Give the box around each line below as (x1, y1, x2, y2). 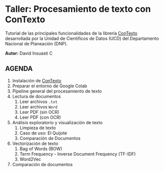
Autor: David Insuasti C (5, 50, 53, 56)
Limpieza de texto (19, 125, 56, 131)
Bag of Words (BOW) (19, 145, 63, 151)
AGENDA (5, 65, 33, 73)
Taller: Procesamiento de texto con (5, 3, 151, 15)
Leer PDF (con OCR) (19, 114, 61, 120)
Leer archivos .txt (19, 99, 58, 104)
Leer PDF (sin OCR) (19, 109, 60, 115)
